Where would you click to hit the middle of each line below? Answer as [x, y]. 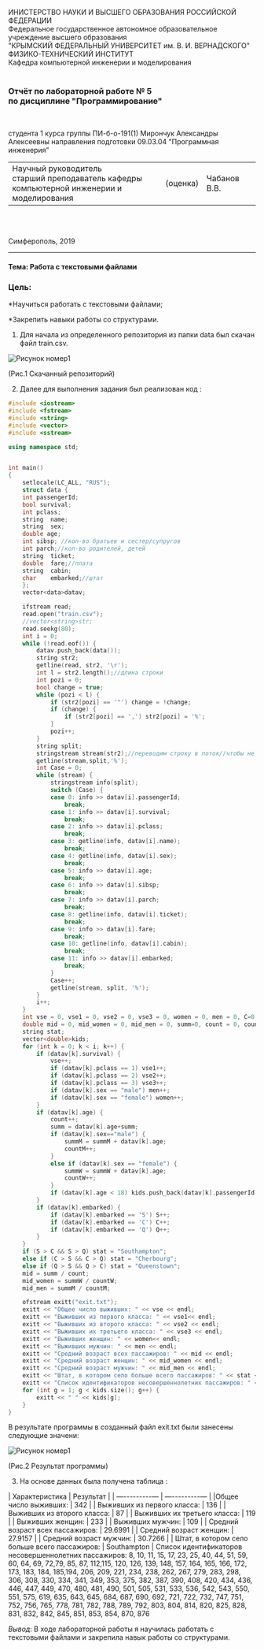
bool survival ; [47, 504]
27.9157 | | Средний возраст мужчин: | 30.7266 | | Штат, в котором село [128, 1539]
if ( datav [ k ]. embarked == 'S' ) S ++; [110, 1215]
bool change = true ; [70, 687]
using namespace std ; [44, 447]
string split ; [59, 746]
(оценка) [181, 184]
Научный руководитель [57, 169]
